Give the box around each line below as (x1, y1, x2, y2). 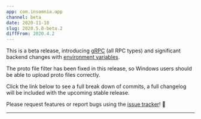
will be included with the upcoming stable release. (6, 89, 130, 96)
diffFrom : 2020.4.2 (6, 31, 55, 37)
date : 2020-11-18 (6, 20, 50, 26)
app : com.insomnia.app (6, 8, 63, 15)
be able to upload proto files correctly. (6, 71, 100, 79)
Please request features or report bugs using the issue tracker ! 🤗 (6, 101, 166, 108)
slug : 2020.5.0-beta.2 (6, 25, 63, 32)
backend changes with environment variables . (6, 54, 120, 61)
